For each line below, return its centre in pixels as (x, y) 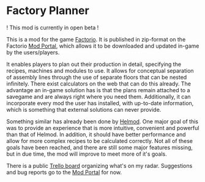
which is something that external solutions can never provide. (84, 109)
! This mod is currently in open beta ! (53, 27)
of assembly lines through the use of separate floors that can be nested (97, 77)
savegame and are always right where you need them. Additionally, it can (99, 96)
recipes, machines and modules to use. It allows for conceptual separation (100, 70)
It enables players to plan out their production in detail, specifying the (94, 64)
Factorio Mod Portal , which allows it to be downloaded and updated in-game (103, 46)
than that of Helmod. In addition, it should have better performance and (96, 134)
